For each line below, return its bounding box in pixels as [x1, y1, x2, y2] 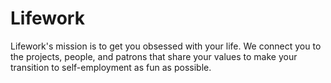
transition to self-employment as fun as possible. [10, 61, 212, 73]
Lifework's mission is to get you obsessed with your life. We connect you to [10, 40, 322, 52]
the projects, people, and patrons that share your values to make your [10, 50, 298, 62]
